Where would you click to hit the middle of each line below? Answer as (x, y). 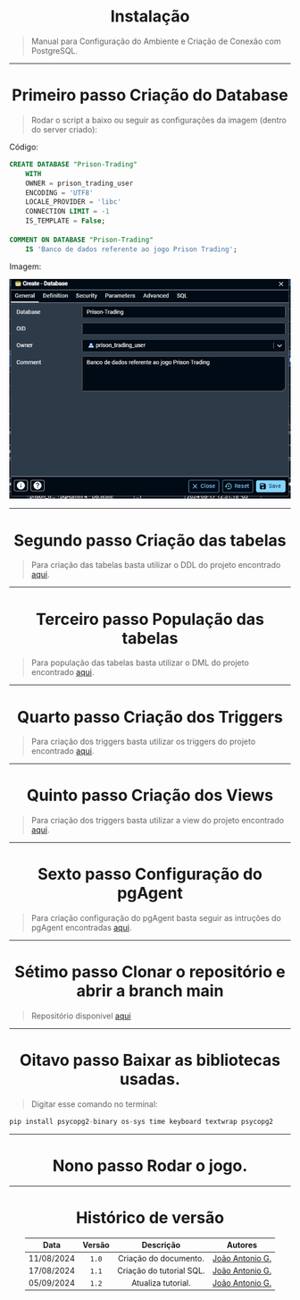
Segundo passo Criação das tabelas (150, 540)
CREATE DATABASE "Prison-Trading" (74, 164)
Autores (242, 1245)
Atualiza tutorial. (161, 1283)
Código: (24, 147)
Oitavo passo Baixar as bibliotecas (150, 1060)
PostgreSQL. (54, 50)
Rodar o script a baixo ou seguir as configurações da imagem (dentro (159, 120)
